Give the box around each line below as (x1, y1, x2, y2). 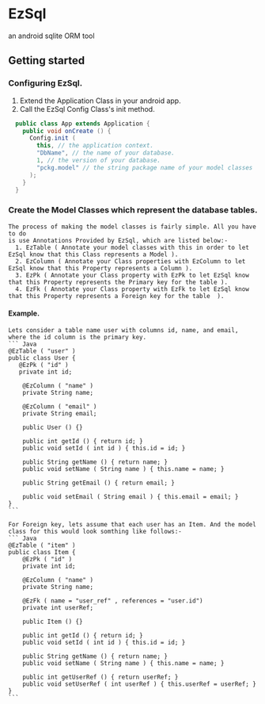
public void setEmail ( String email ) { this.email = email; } (22, 492, 239, 500)
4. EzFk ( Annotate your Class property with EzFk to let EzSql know (15, 285, 249, 293)
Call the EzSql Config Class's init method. (19, 104, 156, 113)
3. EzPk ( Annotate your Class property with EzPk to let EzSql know (15, 271, 249, 279)
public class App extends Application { (15, 120, 150, 128)
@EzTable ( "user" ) (8, 346, 77, 355)
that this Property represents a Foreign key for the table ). (8, 292, 225, 300)
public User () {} (22, 423, 83, 431)
